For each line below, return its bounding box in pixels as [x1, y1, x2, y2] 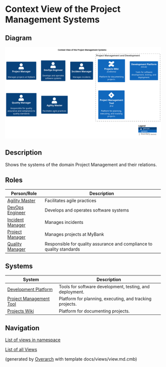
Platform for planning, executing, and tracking [59, 296, 152, 302]
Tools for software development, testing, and [59, 284, 150, 290]
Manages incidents [44, 219, 83, 225]
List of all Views [5, 347, 38, 353]
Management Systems [5, 14, 100, 25]
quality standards [44, 246, 80, 252]
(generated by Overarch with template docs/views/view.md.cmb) [5, 356, 137, 362]
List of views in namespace [5, 337, 61, 343]
